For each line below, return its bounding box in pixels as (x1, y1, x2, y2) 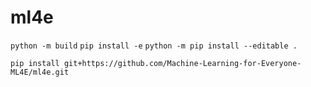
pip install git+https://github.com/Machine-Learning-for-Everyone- (10, 58, 302, 68)
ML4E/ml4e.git (10, 67, 70, 77)
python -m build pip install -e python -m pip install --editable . (10, 41, 298, 51)
